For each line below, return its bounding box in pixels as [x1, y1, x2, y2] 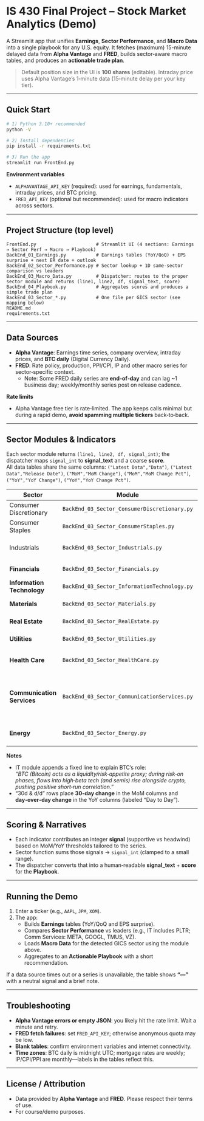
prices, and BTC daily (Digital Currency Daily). [15, 355, 131, 362]
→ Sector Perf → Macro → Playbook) [6, 246, 97, 253]
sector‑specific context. [15, 368, 75, 375]
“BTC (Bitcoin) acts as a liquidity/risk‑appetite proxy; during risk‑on [15, 770, 184, 778]
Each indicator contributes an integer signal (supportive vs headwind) [15, 836, 191, 843]
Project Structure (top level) [6, 225, 114, 235]
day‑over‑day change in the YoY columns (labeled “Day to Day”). [15, 796, 180, 804]
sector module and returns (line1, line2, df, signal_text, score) [6, 278, 181, 285]
